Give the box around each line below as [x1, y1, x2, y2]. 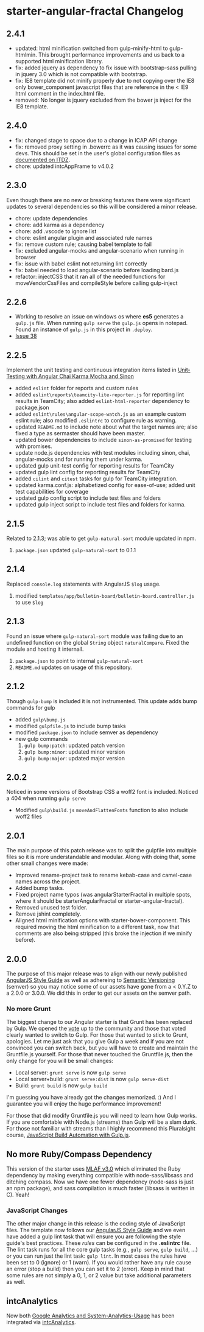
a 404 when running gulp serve [6, 794, 86, 802]
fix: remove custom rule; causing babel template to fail [15, 240, 152, 248]
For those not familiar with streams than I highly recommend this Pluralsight [6, 1125, 196, 1132]
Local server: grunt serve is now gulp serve [15, 1069, 127, 1076]
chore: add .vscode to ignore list [15, 227, 97, 235]
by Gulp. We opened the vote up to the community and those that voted [6, 1025, 186, 1032]
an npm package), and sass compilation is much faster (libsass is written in [6, 1185, 195, 1192]
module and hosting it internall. [6, 645, 84, 653]
